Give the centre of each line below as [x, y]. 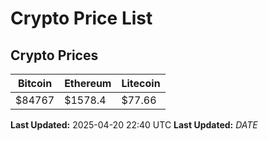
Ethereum [88, 83]
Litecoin [141, 83]
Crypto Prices [54, 55]
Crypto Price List [81, 18]
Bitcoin [35, 83]
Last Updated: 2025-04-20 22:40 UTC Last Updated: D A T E [134, 125]
